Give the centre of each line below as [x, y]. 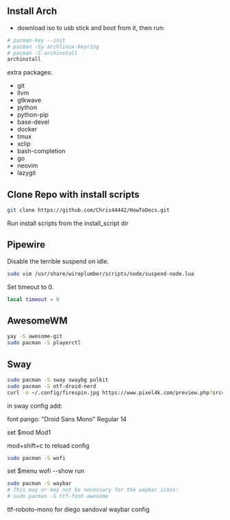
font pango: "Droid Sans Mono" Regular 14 [67, 419]
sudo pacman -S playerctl [44, 343]
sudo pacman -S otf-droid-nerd [52, 386]
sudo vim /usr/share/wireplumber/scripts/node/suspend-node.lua [101, 274]
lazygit [26, 173]
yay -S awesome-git [35, 337]
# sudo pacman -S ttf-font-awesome [58, 496]
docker [27, 129]
